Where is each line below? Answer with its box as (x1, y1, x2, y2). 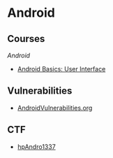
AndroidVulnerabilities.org (17, 103, 93, 112)
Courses (7, 33, 45, 45)
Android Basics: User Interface (17, 65, 106, 73)
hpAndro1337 (17, 142, 56, 151)
